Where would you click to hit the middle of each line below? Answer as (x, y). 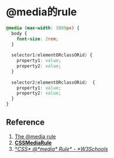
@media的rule (42, 12)
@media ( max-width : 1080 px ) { (43, 28)
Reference (25, 123)
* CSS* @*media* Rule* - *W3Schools (61, 149)
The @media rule (35, 136)
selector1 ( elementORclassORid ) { (52, 55)
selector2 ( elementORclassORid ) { (53, 83)
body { (19, 33)
